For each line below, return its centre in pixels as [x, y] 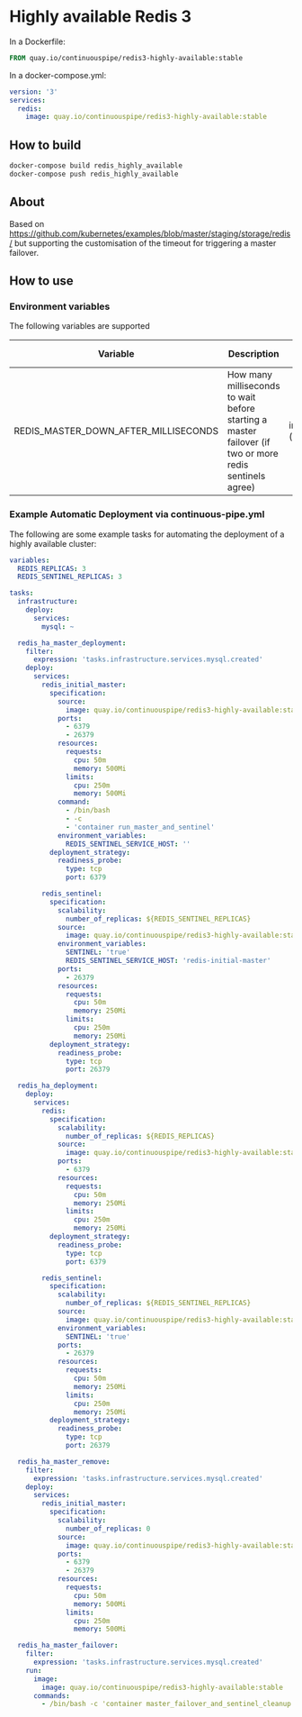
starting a [247, 420]
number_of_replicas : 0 [108, 1529]
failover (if [249, 442]
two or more [253, 454]
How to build [45, 145]
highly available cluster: [53, 543]
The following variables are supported [80, 326]
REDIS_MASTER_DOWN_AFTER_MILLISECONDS [116, 432]
